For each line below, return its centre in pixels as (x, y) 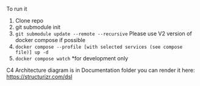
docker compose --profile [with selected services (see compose (99, 47)
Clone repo (29, 20)
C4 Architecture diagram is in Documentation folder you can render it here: (101, 70)
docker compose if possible (50, 40)
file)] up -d (32, 52)
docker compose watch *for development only (72, 58)
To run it (17, 9)
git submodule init (38, 27)
